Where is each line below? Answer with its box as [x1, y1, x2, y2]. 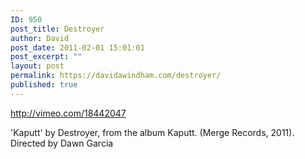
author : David [10, 33, 70, 43]
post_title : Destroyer [10, 24, 105, 34]
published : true [10, 80, 78, 90]
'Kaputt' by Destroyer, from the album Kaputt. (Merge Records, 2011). [10, 126, 295, 138]
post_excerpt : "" [10, 52, 83, 62]
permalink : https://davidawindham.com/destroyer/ [10, 71, 222, 81]
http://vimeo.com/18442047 [10, 107, 127, 119]
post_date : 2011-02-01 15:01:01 [10, 42, 145, 53]
